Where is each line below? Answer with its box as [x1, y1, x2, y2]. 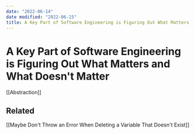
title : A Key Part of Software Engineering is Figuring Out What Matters [6, 19, 190, 25]
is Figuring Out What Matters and [6, 57, 170, 70]
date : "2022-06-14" [6, 8, 54, 15]
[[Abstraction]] [6, 89, 42, 96]
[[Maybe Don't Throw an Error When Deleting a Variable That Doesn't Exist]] [6, 121, 190, 129]
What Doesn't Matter [6, 70, 110, 83]
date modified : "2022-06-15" [6, 14, 77, 20]
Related [6, 106, 35, 116]
